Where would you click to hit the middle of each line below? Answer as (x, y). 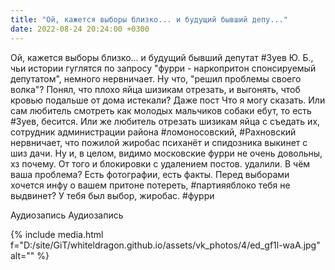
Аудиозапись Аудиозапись (67, 215)
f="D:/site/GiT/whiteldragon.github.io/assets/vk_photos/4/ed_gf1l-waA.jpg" (165, 245)
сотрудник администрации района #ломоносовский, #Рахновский (153, 132)
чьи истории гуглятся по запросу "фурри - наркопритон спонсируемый (163, 68)
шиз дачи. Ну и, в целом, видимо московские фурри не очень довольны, (166, 153)
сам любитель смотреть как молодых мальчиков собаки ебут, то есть (161, 110)
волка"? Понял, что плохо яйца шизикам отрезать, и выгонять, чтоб (155, 89)
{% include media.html (57, 234)
